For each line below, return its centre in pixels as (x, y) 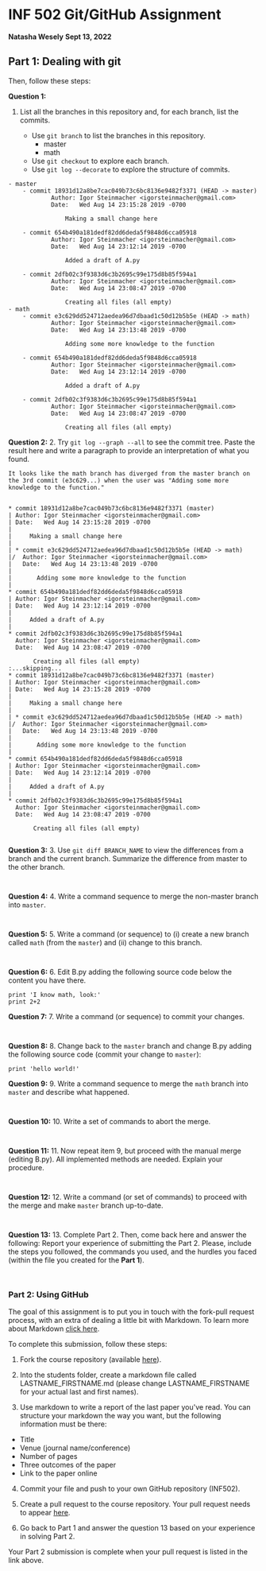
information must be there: (63, 1424)
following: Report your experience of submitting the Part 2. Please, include (130, 1243)
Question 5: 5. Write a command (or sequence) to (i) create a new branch (129, 934)
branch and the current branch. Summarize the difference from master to (128, 858)
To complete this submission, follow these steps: (88, 1344)
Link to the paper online (58, 1473)
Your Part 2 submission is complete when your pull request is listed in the (128, 1552)
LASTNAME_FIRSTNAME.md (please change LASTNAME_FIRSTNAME (135, 1383)
